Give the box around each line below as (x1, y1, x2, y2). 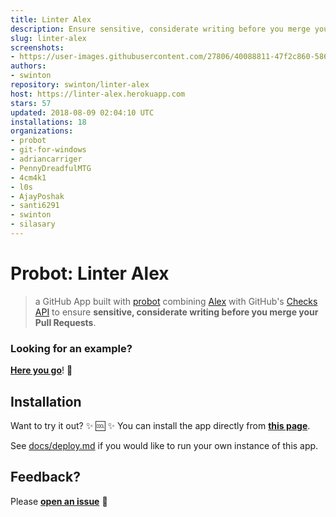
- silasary (10, 219, 56, 230)
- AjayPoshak (10, 191, 65, 201)
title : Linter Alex (10, 14, 92, 25)
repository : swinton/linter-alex (10, 80, 150, 90)
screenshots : (10, 42, 65, 53)
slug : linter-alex (10, 33, 87, 43)
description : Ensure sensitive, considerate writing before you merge (10, 24, 311, 34)
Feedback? (10, 469, 81, 486)
